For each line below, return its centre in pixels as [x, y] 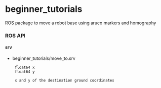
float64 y [25, 72]
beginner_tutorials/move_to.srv [44, 58]
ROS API [15, 36]
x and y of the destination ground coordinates [64, 81]
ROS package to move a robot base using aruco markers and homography [81, 23]
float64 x [25, 68]
